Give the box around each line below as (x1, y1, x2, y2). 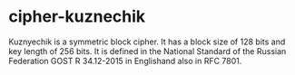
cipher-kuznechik (8, 6, 146, 27)
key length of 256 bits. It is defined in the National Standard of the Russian (8, 45, 287, 56)
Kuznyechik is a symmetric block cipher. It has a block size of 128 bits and (8, 36, 286, 47)
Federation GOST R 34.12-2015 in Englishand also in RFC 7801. (8, 55, 242, 66)
